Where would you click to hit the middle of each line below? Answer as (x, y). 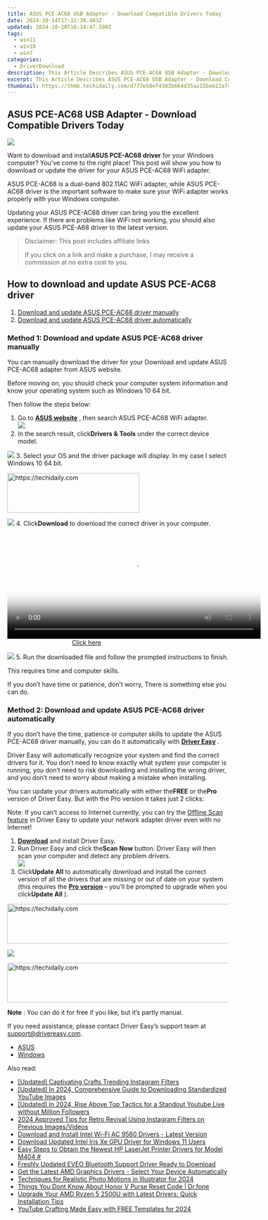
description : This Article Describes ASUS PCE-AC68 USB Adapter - (107, 72)
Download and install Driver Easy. (66, 841)
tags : (15, 33)
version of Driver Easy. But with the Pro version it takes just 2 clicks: (106, 799)
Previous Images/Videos (53, 1127)
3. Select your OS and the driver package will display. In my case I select (121, 456)
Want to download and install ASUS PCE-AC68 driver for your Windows (111, 155)
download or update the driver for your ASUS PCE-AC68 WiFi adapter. (109, 170)
